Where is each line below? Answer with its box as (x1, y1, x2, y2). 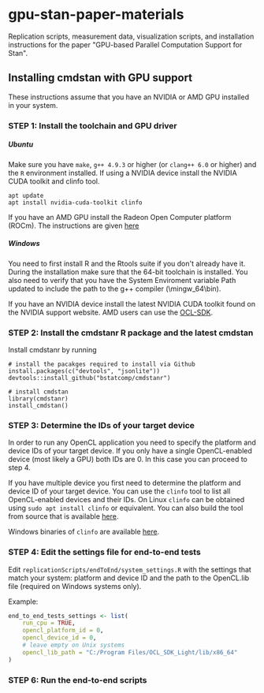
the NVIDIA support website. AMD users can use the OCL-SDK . (8, 307, 214, 317)
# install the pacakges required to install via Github (8, 360, 195, 368)
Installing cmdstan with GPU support (8, 71, 193, 84)
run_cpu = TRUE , (22, 619, 76, 628)
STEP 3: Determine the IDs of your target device (8, 419, 195, 430)
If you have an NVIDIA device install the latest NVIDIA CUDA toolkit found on (8, 299, 256, 308)
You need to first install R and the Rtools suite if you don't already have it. (8, 259, 246, 268)
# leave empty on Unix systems (22, 641, 125, 649)
